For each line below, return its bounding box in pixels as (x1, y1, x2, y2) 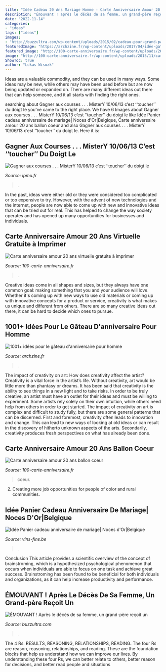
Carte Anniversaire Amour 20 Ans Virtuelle (5, 232, 141, 240)
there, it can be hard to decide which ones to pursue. (5, 308, 113, 314)
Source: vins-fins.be (5, 536, 47, 542)
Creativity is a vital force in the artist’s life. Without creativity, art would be (5, 377, 155, 384)
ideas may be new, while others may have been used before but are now (5, 81, 153, 87)
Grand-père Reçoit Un (5, 598, 74, 607)
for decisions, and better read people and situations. (5, 662, 112, 667)
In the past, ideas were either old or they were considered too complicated (5, 192, 157, 197)
